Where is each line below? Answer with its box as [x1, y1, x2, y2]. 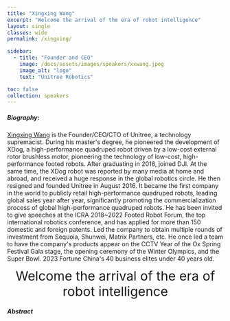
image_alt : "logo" [19, 67, 72, 74]
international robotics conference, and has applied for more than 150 [7, 218, 201, 226]
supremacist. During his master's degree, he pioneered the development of [7, 138, 220, 146]
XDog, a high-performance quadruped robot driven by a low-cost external [7, 145, 218, 154]
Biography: [7, 113, 40, 121]
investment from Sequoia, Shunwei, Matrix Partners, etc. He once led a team [7, 233, 224, 241]
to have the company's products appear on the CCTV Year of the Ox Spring [7, 240, 221, 248]
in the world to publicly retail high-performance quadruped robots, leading [7, 189, 218, 198]
